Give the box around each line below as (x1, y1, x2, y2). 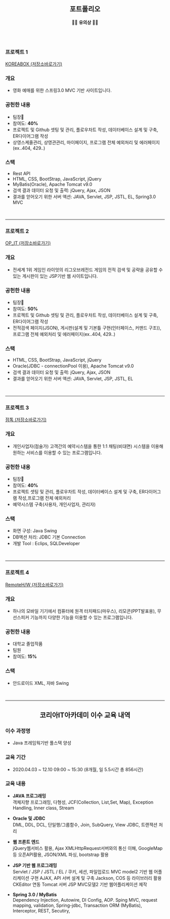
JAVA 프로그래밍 (12, 793, 47, 799)
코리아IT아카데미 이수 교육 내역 (39, 711, 131, 719)
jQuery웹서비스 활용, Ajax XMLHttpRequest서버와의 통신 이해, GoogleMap (12, 845, 163, 851)
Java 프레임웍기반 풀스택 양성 (12, 740, 72, 746)
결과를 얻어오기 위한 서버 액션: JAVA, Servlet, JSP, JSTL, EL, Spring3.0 (12, 194, 156, 200)
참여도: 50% (12, 305, 38, 311)
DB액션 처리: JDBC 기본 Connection (12, 534, 86, 540)
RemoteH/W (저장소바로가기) (5, 581, 64, 588)
